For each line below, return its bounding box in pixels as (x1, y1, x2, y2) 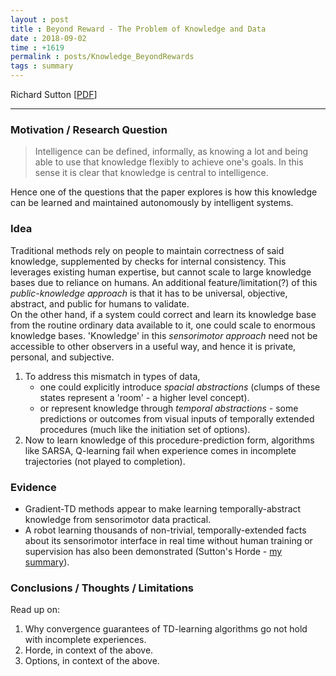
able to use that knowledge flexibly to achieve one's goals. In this (34, 156, 304, 168)
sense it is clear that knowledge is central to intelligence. (34, 167, 269, 179)
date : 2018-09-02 (10, 33, 87, 43)
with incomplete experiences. (24, 634, 147, 646)
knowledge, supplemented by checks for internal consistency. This (10, 255, 287, 267)
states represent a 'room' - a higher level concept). (39, 391, 250, 403)
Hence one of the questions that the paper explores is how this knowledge (10, 186, 318, 198)
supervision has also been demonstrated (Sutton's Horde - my (24, 545, 283, 557)
